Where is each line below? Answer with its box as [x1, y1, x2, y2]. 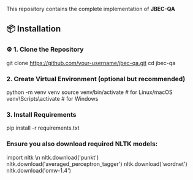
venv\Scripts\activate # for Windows [6, 95, 99, 102]
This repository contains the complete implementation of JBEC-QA [6, 6, 176, 12]
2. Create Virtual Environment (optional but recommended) [6, 74, 186, 83]
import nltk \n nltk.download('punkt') [6, 154, 99, 161]
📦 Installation [6, 24, 61, 34]
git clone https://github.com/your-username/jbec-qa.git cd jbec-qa [6, 59, 176, 66]
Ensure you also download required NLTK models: [6, 139, 158, 148]
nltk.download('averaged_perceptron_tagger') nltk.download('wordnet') [6, 160, 188, 168]
